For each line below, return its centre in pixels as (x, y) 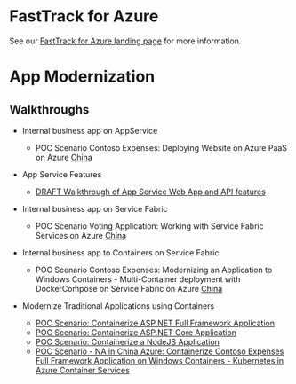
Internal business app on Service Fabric (95, 208)
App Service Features (62, 174)
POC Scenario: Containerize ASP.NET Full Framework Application (155, 323)
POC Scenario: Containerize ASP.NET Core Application (136, 332)
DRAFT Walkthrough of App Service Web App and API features (151, 192)
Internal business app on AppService (90, 130)
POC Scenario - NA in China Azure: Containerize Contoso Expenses (160, 351)
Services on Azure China (81, 235)
